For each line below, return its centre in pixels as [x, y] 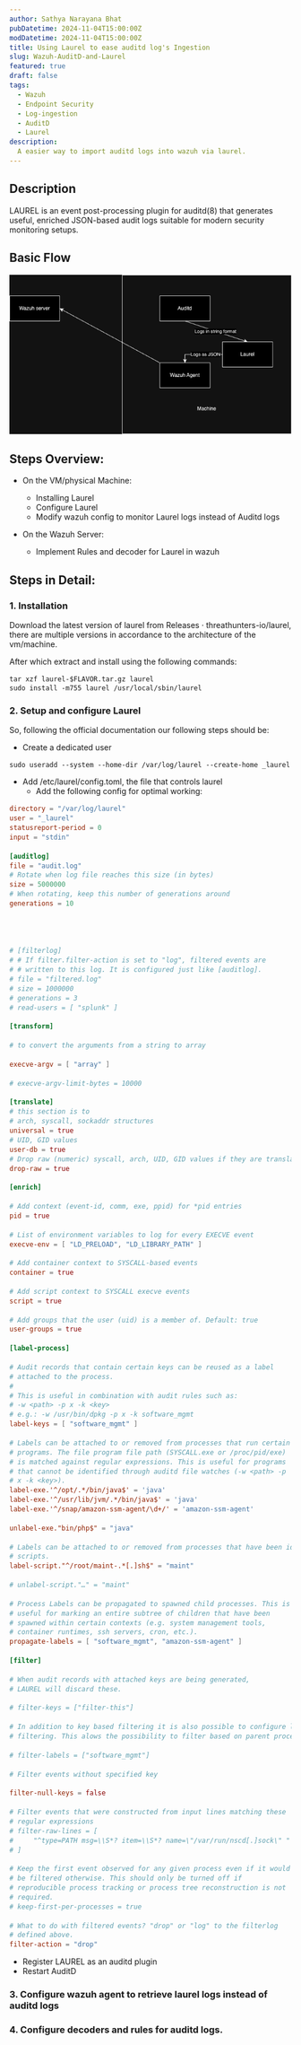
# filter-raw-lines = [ [54, 1831]
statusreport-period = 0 [56, 828]
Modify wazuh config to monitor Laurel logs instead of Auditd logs [158, 517]
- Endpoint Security [56, 104]
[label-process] [39, 1349]
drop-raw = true [39, 1168]
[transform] [31, 1027]
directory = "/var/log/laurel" [68, 809]
